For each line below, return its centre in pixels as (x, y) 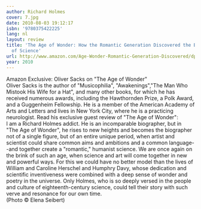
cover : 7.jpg (22, 17)
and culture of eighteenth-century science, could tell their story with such (97, 187)
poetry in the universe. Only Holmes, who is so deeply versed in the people (99, 181)
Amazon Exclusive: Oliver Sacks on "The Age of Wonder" (77, 79)
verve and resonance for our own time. (54, 193)
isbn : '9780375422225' (34, 28)
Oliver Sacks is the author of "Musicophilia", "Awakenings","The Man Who (97, 85)
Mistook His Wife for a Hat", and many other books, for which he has (91, 92)
